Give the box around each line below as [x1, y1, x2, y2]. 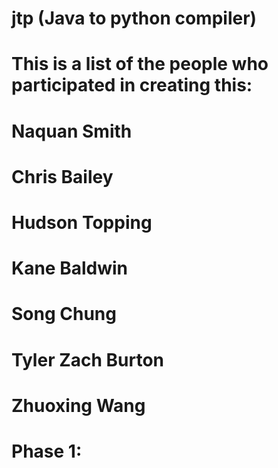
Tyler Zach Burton [11, 348, 165, 371]
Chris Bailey [11, 165, 114, 188]
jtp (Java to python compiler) [11, 7, 258, 30]
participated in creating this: [11, 74, 253, 97]
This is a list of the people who [11, 53, 269, 76]
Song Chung [11, 303, 117, 326]
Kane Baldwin [11, 257, 128, 280]
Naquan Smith [11, 120, 133, 142]
